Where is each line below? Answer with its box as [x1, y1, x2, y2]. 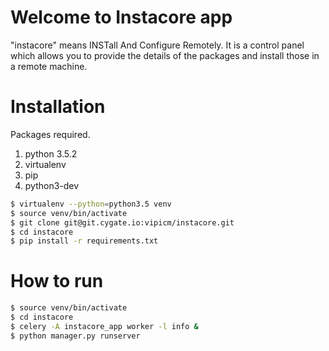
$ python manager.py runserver [10, 331, 141, 341]
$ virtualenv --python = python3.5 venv [10, 199, 172, 209]
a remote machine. [10, 60, 88, 72]
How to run [10, 270, 104, 293]
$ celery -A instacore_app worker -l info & [10, 321, 199, 331]
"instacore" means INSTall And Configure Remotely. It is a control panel [10, 39, 305, 51]
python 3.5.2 [24, 147, 78, 160]
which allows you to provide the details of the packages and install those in [10, 49, 320, 61]
